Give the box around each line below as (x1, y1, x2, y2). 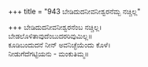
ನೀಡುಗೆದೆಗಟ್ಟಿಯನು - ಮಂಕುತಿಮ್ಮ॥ (8, 49, 89, 58)
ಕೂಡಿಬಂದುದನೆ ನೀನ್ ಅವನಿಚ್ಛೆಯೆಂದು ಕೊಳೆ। (8, 40, 111, 50)
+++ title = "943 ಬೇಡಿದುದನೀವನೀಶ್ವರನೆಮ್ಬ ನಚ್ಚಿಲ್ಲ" (8, 7, 141, 16)
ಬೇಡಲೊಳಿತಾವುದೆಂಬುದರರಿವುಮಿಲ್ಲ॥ (8, 32, 93, 40)
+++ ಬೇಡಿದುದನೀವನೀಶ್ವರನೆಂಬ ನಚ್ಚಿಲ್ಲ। (8, 23, 102, 32)
